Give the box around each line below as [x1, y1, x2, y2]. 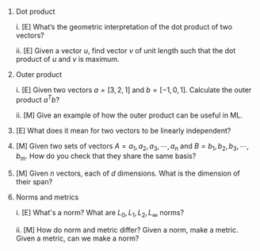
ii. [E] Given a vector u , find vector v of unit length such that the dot [15, 46, 236, 55]
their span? [15, 177, 53, 187]
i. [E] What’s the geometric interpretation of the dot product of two [15, 22, 232, 31]
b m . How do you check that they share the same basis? [15, 151, 197, 163]
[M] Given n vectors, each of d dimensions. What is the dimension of [15, 168, 240, 178]
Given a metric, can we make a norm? [15, 234, 140, 243]
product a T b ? [15, 94, 60, 104]
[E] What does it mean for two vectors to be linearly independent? [15, 125, 231, 135]
